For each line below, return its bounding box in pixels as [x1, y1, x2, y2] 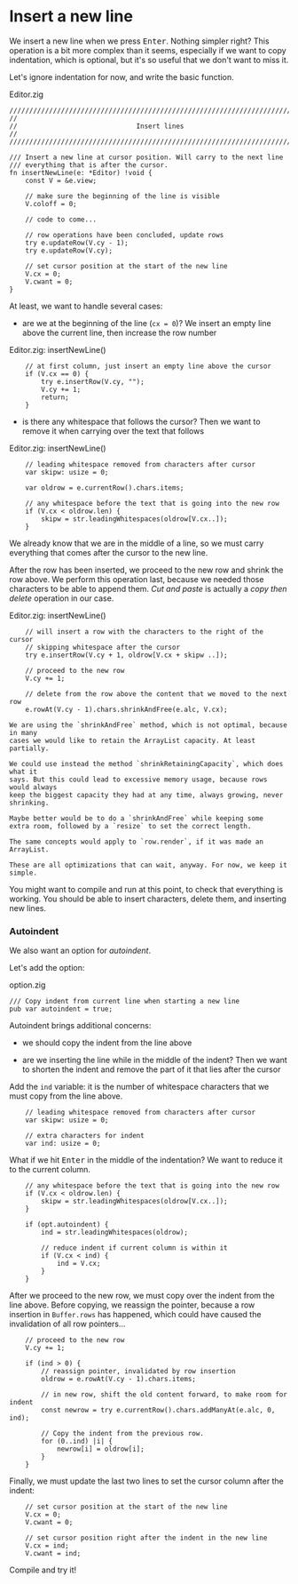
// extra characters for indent [25, 1132, 145, 1140]
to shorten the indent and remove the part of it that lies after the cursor [21, 1064, 281, 1075]
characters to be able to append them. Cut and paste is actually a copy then [9, 583, 287, 594]
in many [9, 728, 38, 737]
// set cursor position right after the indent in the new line [25, 1533, 268, 1543]
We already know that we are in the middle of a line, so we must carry [9, 538, 264, 548]
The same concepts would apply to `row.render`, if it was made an [9, 837, 264, 846]
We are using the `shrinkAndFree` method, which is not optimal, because [9, 720, 288, 730]
